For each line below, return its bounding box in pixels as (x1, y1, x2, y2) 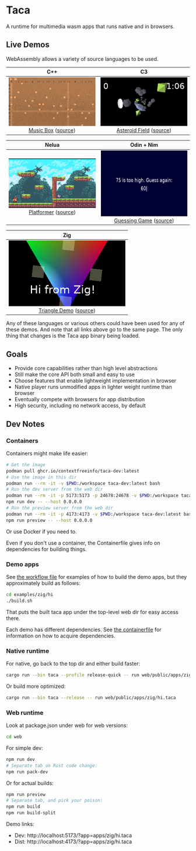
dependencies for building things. (6, 545, 87, 553)
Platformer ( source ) (29, 208, 76, 215)
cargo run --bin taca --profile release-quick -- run (6, 672, 140, 678)
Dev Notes (6, 419, 45, 429)
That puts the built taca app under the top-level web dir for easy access (6, 608, 179, 615)
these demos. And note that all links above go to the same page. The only (6, 326, 183, 333)
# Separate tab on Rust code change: (6, 763, 98, 769)
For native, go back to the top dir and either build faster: (6, 660, 141, 667)
